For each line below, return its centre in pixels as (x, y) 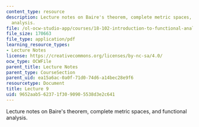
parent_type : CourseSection (41, 72)
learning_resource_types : (38, 45)
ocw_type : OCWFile (29, 61)
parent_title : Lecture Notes (42, 67)
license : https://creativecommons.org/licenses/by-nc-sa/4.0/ (84, 56)
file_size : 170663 (29, 34)
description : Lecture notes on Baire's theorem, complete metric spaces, (99, 17)
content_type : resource (36, 12)
